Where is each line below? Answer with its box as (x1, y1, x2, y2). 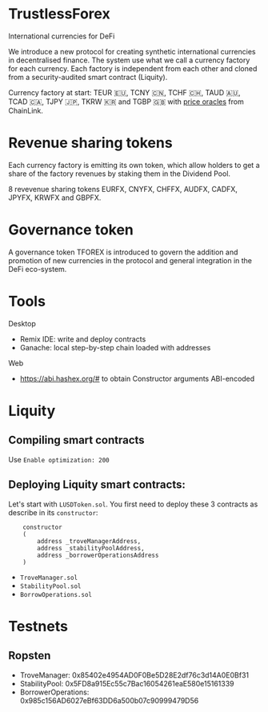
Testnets (8, 617, 68, 635)
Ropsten (8, 649, 51, 662)
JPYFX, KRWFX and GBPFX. (8, 193, 102, 202)
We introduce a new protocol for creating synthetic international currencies (8, 46, 256, 56)
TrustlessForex (8, 5, 110, 23)
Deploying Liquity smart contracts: (8, 478, 186, 492)
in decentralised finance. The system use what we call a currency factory (8, 55, 250, 65)
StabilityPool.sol (19, 582, 82, 590)
